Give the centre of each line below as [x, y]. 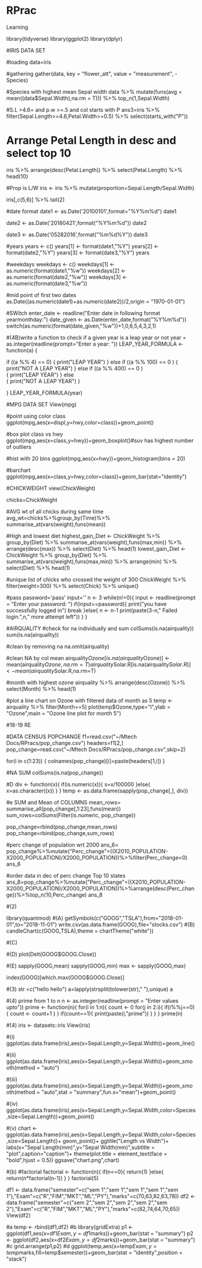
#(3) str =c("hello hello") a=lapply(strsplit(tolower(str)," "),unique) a [90, 989]
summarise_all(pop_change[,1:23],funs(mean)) [64, 809]
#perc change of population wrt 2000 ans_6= [63, 845]
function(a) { [22, 350]
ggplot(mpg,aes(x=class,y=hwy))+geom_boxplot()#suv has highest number [100, 440]
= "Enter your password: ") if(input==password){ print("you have [87, 604]
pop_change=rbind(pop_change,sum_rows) [60, 833]
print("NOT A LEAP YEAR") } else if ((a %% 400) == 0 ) [75, 368]
